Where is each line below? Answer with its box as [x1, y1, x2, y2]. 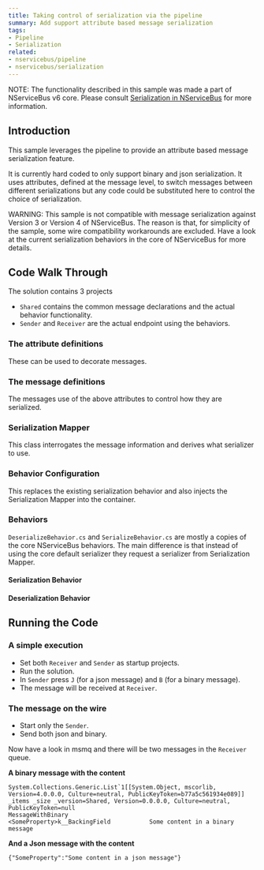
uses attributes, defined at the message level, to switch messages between [8, 177, 253, 186]
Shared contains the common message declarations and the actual [19, 302, 235, 312]
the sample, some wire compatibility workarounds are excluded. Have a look [8, 226, 256, 235]
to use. [8, 448, 31, 458]
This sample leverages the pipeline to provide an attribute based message [8, 145, 248, 155]
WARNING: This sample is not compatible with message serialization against [8, 209, 256, 219]
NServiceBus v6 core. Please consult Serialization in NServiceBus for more [8, 92, 252, 103]
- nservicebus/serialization [8, 63, 104, 71]
